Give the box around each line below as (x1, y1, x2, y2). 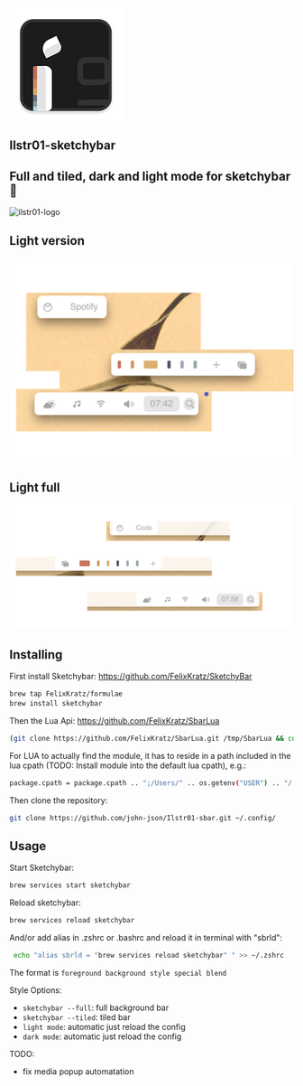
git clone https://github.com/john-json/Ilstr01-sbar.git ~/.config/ (9, 813, 277, 822)
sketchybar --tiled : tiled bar (22, 1012, 131, 1023)
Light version (9, 233, 86, 248)
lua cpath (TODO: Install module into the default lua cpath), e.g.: (9, 760, 246, 771)
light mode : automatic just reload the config (22, 1022, 187, 1033)
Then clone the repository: (9, 794, 108, 806)
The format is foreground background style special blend (9, 968, 227, 978)
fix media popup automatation (22, 1066, 134, 1077)
